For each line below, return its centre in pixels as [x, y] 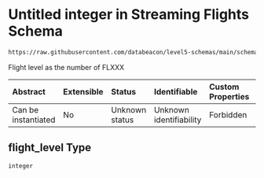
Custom [224, 87]
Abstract [29, 91]
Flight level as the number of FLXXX [66, 67]
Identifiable [176, 91]
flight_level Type [50, 148]
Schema [35, 31]
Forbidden [228, 114]
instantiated [34, 120]
